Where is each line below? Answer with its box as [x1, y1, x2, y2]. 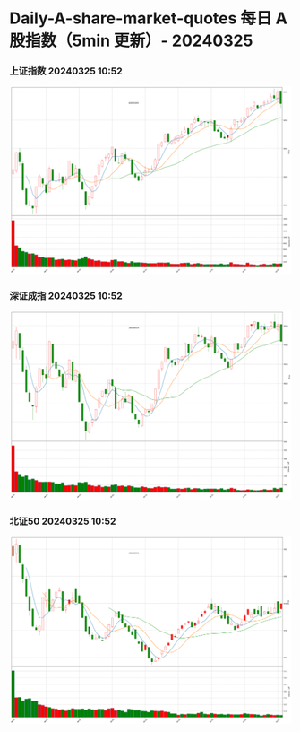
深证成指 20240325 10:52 [9, 290, 123, 302]
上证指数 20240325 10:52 [9, 65, 123, 77]
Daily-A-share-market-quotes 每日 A [9, 8, 288, 29]
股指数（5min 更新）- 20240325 [9, 30, 253, 51]
